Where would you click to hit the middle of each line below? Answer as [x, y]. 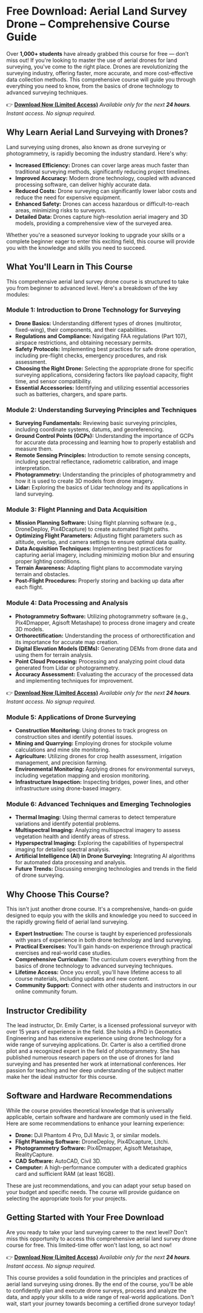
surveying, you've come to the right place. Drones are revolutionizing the [97, 66]
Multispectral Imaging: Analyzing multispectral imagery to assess [98, 830]
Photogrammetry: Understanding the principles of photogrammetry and [105, 475]
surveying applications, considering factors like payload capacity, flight [104, 375]
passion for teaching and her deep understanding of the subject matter [95, 1070]
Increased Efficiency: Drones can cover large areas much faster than [102, 165]
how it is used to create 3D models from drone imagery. [85, 481]
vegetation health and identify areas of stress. [72, 837]
